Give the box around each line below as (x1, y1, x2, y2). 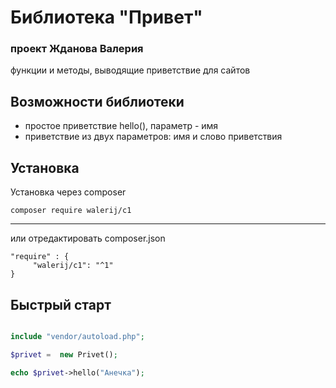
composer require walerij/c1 (10, 206, 132, 216)
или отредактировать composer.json (10, 232, 166, 245)
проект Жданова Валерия (10, 42, 144, 56)
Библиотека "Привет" (10, 6, 203, 29)
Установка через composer (10, 186, 127, 198)
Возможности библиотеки (10, 93, 185, 110)
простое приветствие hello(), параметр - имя (24, 120, 219, 132)
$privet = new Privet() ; (10, 349, 118, 360)
